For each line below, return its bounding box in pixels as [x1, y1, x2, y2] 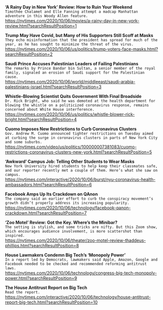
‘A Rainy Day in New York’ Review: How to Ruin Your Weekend [5, 4, 132, 10]
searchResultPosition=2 [5, 51, 53, 57]
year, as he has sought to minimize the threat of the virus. [5, 42, 134, 47]
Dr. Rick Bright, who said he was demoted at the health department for [5, 98, 156, 103]
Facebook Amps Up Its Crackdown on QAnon [5, 191, 98, 197]
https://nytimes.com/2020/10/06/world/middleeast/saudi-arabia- [5, 79, 135, 84]
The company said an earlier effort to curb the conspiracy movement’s [5, 196, 153, 201]
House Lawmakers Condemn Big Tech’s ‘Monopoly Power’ [5, 252, 126, 258]
